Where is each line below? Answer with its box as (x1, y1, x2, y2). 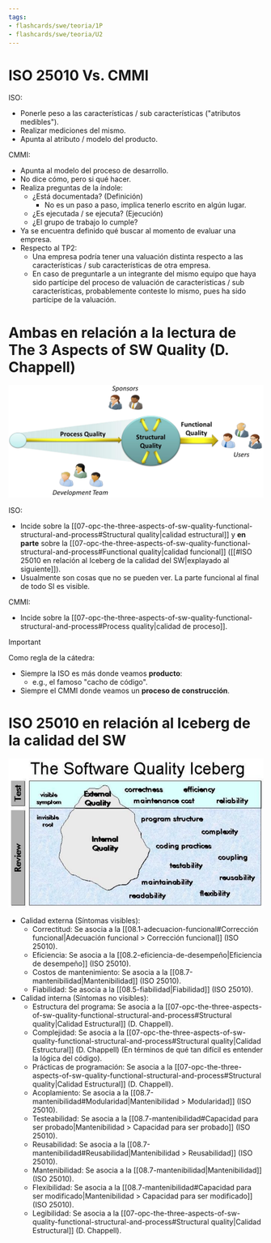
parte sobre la (19, 539, 68, 549)
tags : (8, 13, 27, 21)
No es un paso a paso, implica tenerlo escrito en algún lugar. (44, 200, 247, 210)
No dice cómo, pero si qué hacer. (19, 174, 132, 184)
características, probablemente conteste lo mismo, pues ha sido (32, 286, 247, 296)
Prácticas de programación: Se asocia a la (32, 1062, 173, 1072)
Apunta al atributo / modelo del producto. (19, 135, 158, 144)
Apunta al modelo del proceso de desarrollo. (19, 166, 169, 176)
